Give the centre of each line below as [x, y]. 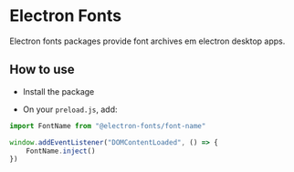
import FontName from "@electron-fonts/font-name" [108, 126]
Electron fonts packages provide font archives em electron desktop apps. [147, 41]
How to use [42, 70]
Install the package [58, 91]
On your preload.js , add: [70, 109]
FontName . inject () [61, 151]
